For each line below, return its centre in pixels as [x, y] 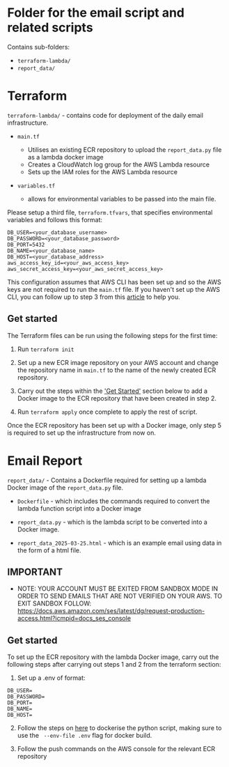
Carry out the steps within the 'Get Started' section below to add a [112, 391]
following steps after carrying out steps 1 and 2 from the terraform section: [114, 665]
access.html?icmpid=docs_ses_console [74, 619]
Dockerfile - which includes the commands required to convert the [113, 501]
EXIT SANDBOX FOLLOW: [54, 603]
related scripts [50, 28]
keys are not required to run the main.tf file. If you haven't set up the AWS [114, 289]
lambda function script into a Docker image [79, 508]
